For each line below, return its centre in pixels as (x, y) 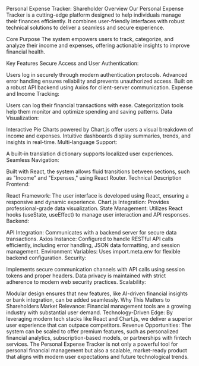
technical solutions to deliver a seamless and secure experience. (85, 27)
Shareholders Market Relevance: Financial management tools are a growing (99, 306)
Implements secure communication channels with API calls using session (96, 269)
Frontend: (18, 184)
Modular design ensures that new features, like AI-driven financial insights (97, 293)
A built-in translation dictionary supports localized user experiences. (90, 154)
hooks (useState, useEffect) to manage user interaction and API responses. (98, 215)
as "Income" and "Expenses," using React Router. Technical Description (94, 178)
